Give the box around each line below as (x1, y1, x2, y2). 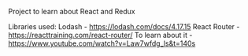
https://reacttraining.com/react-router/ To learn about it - (8, 31, 193, 39)
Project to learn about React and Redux (8, 7, 135, 16)
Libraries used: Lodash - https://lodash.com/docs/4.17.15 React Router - (8, 22, 240, 31)
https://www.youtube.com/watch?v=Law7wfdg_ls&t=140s (8, 39, 196, 48)
